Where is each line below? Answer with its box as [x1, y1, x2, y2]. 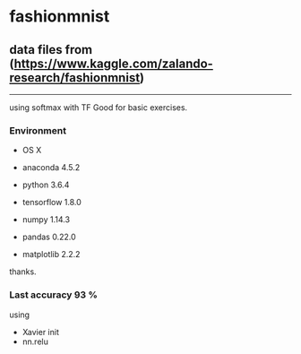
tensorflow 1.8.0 [21, 197, 82, 208]
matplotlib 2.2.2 [21, 249, 81, 260]
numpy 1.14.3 [21, 214, 70, 225]
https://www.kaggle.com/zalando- [13, 56, 213, 71]
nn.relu [21, 336, 49, 347]
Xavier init [21, 326, 60, 337]
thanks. [9, 266, 38, 277]
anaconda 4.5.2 [21, 162, 81, 173]
